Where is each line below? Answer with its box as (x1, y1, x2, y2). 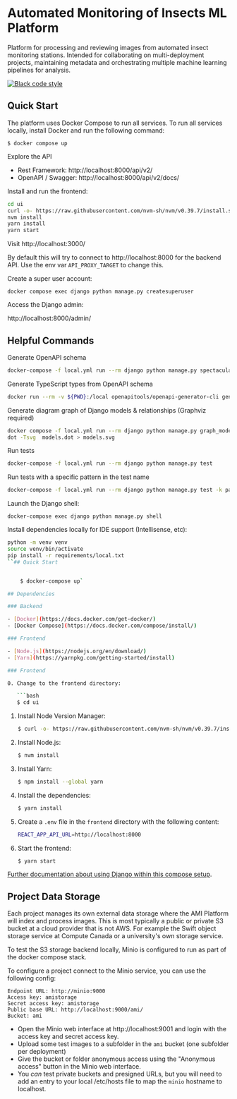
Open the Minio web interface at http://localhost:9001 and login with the (17, 1025, 227, 1033)
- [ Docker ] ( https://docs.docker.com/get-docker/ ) (7, 616, 157, 623)
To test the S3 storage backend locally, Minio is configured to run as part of (7, 945, 227, 954)
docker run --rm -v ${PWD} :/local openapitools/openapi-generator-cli (7, 393, 219, 400)
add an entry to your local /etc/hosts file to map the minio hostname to (17, 1077, 223, 1086)
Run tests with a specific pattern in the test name (7, 473, 150, 481)
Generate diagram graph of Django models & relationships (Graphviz (7, 406, 207, 414)
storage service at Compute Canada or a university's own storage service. (7, 932, 224, 940)
